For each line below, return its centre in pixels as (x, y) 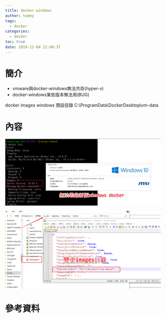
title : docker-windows (28, 10)
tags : (11, 21)
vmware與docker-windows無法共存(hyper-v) (58, 88)
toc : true (15, 42)
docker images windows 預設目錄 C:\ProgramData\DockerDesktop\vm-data (82, 105)
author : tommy (20, 16)
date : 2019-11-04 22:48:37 (33, 47)
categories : (17, 31)
